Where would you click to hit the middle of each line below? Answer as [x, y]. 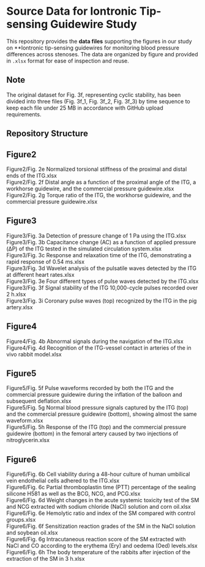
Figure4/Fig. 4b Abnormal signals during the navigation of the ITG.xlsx [95, 341]
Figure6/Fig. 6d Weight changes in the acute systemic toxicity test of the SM [103, 500]
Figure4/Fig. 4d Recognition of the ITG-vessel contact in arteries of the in [99, 348]
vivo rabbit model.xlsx [34, 354]
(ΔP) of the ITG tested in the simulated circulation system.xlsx [84, 249]
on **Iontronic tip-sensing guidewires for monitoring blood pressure [93, 48]
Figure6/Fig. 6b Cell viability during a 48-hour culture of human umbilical [98, 474]
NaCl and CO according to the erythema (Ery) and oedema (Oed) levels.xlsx [102, 546]
